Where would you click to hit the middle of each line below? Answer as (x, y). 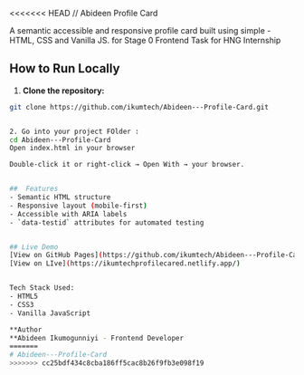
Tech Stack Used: (42, 288)
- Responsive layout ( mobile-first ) (78, 206)
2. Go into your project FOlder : (75, 131)
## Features (34, 189)
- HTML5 (24, 297)
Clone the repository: (63, 91)
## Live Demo (34, 247)
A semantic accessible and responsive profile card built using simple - (140, 30)
